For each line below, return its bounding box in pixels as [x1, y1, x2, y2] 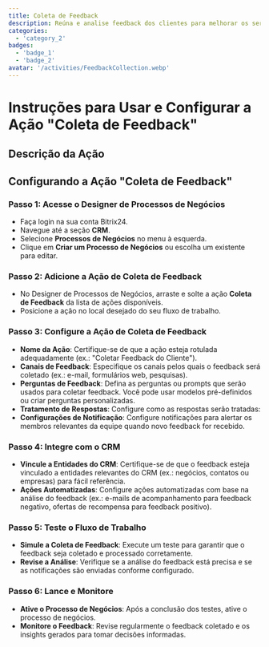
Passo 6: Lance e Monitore [8, 586, 114, 597]
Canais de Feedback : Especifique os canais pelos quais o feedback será [19, 362, 261, 371]
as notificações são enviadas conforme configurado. [19, 566, 195, 576]
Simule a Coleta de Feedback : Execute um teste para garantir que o [19, 540, 245, 550]
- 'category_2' [15, 34, 66, 42]
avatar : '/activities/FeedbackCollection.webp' [8, 64, 171, 72]
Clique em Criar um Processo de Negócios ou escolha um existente [19, 242, 246, 253]
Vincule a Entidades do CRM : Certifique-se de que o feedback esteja [19, 459, 250, 469]
